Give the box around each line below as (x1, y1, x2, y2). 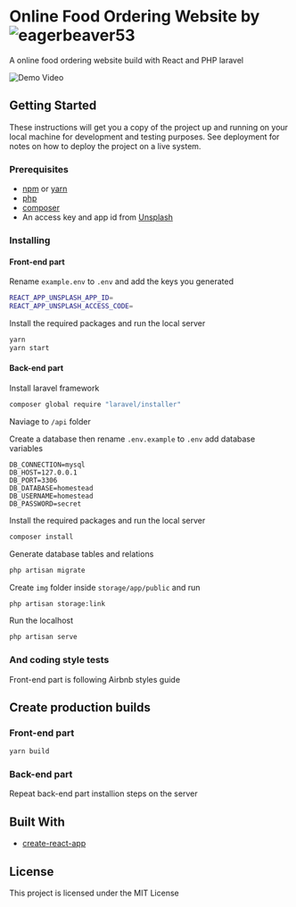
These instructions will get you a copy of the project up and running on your (9, 122, 288, 132)
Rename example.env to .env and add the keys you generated (9, 276, 234, 287)
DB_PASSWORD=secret (9, 499, 82, 508)
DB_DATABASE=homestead (9, 483, 94, 492)
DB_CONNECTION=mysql (9, 460, 86, 469)
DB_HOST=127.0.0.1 (9, 467, 78, 477)
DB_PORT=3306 (9, 475, 58, 484)
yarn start (9, 343, 50, 352)
